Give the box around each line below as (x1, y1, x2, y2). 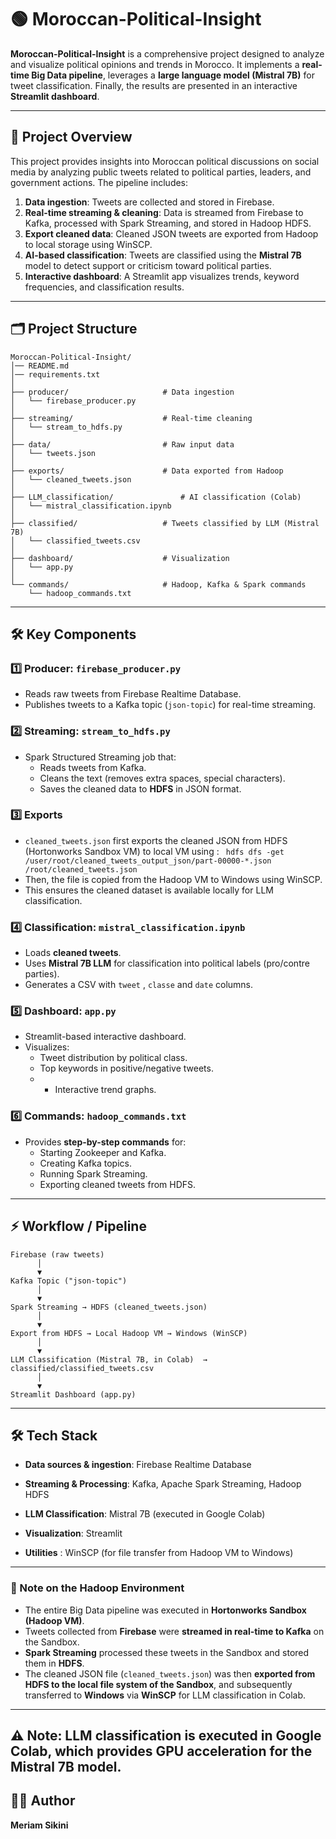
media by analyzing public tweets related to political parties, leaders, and (10, 166, 312, 178)
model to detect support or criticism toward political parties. (24, 259, 272, 271)
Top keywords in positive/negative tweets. (39, 1062, 214, 1075)
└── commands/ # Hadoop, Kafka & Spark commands (10, 579, 307, 590)
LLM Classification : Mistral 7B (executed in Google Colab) (24, 1508, 266, 1520)
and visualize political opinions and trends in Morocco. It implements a (10, 58, 300, 70)
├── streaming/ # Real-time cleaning (10, 413, 253, 423)
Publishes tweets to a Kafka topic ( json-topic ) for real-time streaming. (24, 699, 317, 711)
